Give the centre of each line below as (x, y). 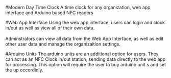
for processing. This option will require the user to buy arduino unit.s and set (86, 65)
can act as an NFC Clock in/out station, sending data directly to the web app (86, 59)
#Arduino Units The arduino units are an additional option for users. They (82, 54)
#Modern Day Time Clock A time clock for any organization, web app (78, 7)
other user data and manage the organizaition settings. (63, 44)
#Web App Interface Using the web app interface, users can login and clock (85, 23)
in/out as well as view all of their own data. (50, 28)
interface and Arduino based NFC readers (49, 13)
